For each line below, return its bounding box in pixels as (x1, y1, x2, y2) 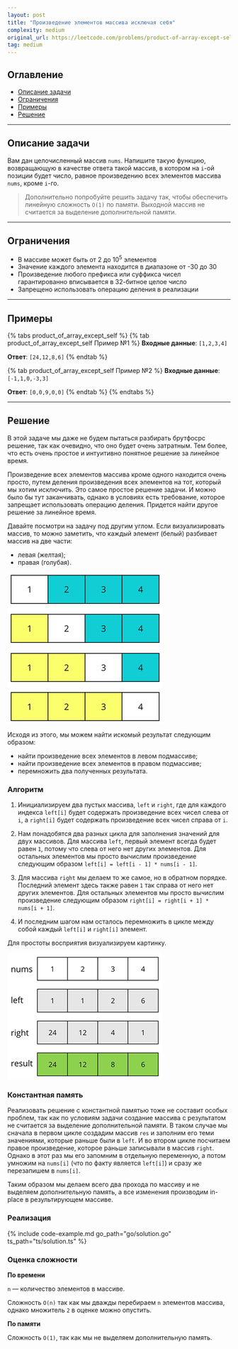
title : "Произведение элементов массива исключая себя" (7, 18, 176, 26)
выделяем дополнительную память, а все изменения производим (7, 1188, 209, 1196)
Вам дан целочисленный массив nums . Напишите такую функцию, (7, 156, 206, 165)
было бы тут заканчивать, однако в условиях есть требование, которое (7, 492, 225, 501)
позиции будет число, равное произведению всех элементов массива (7, 171, 222, 180)
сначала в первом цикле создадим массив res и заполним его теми (7, 1129, 215, 1137)
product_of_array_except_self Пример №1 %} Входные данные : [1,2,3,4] (7, 339, 228, 347)
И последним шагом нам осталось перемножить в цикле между (17, 917, 214, 926)
